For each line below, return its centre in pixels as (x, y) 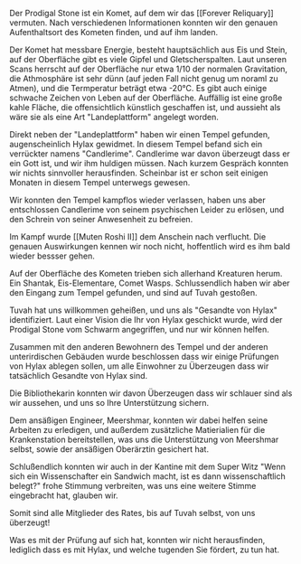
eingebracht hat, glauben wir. (64, 495)
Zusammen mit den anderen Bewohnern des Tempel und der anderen (139, 347)
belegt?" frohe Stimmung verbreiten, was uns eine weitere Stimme (133, 486)
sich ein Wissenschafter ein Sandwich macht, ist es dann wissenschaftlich (148, 476)
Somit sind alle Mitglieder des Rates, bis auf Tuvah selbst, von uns (132, 513)
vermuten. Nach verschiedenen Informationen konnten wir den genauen (144, 23)
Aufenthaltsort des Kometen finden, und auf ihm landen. (114, 32)
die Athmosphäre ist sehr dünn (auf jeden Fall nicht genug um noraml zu (144, 79)
